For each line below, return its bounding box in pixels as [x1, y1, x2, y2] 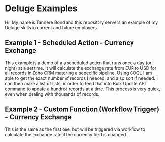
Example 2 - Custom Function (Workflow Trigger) [5, 106, 159, 114]
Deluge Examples [5, 3, 78, 14]
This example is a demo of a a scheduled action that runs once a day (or [5, 60, 152, 66]
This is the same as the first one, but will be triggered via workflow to [5, 126, 145, 132]
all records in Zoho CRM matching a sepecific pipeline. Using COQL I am [5, 70, 152, 76]
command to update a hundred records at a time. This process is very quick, [5, 86, 160, 92]
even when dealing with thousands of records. [5, 91, 99, 97]
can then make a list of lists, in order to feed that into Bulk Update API [5, 80, 146, 86]
